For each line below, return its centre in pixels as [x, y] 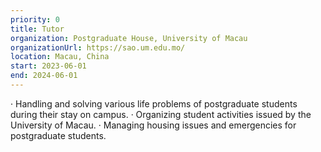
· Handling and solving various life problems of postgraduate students [154, 103]
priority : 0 [35, 19]
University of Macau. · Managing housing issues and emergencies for [153, 125]
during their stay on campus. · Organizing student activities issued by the [161, 114]
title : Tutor [37, 29]
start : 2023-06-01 [48, 66]
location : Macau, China [60, 57]
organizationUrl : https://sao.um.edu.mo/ [98, 47]
